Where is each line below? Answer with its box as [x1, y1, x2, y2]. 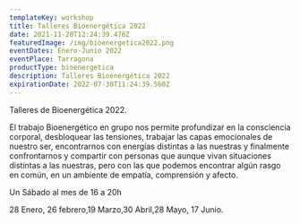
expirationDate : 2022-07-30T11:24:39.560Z [9, 80, 170, 89]
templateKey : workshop [9, 13, 94, 22]
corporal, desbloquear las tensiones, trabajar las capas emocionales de [9, 131, 273, 142]
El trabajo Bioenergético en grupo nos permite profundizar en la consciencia [9, 122, 291, 133]
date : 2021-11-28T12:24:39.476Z [9, 30, 130, 39]
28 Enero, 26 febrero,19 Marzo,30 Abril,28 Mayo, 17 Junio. [9, 203, 224, 215]
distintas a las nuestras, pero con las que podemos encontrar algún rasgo [9, 159, 281, 170]
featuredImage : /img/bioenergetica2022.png [9, 38, 175, 47]
